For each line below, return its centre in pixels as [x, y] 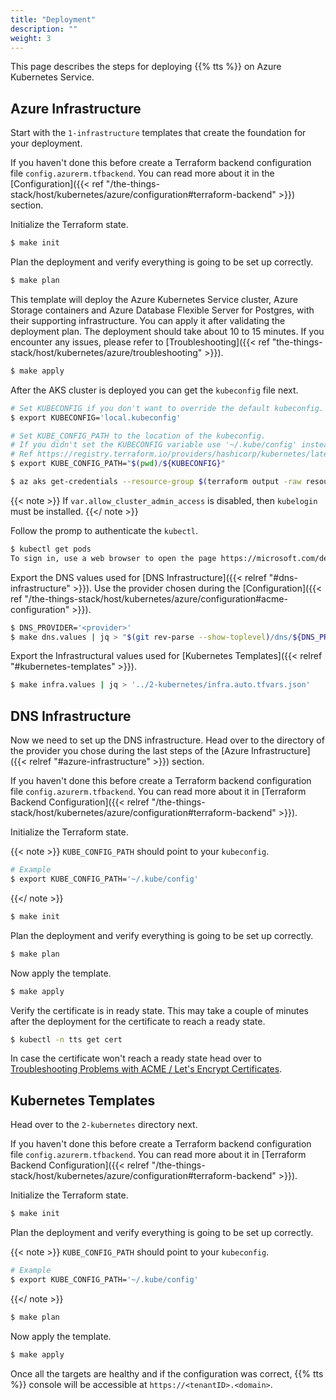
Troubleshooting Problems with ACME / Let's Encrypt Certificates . [146, 1069]
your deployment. [46, 143]
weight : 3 [31, 38]
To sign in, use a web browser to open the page [113, 558]
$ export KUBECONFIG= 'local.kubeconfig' [96, 417]
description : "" [44, 29]
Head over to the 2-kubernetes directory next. [104, 1125]
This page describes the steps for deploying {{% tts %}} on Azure [146, 67]
